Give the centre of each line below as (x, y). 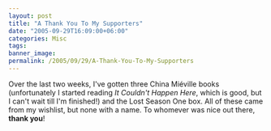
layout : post (30, 16)
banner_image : (32, 53)
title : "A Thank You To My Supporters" (76, 23)
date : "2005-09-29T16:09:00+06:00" (69, 31)
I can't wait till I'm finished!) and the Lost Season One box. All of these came (136, 101)
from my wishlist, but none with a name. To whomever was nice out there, (132, 109)
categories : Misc (38, 38)
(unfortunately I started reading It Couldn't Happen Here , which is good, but (135, 92)
